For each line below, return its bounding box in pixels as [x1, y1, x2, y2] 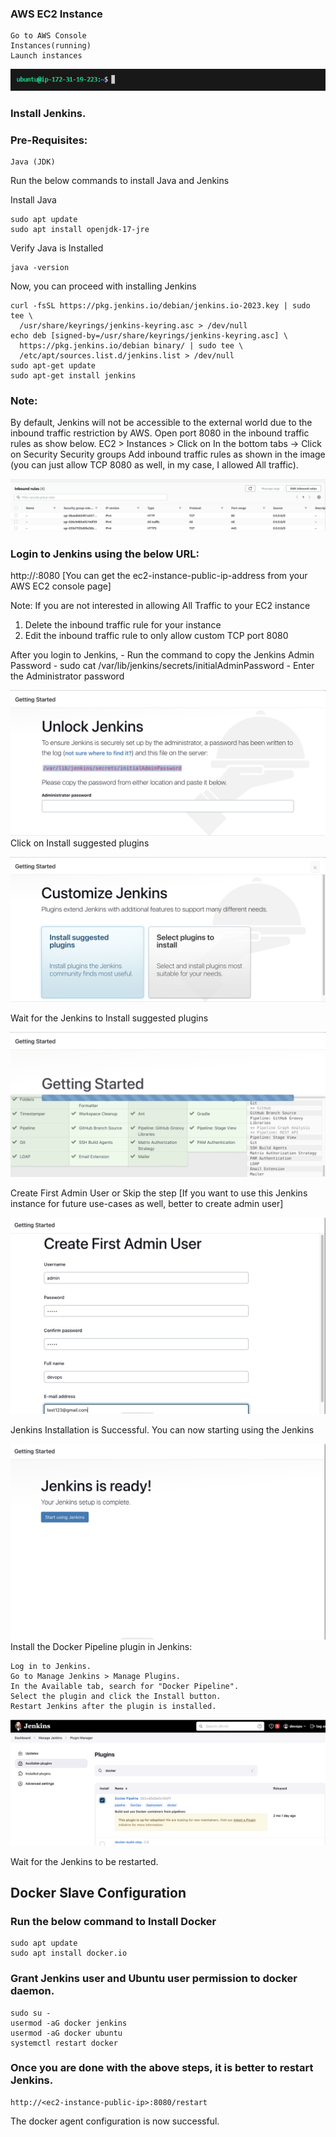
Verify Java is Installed [10, 242, 104, 254]
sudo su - [10, 2008, 52, 2018]
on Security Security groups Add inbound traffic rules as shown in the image [10, 448, 326, 461]
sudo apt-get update [10, 361, 97, 371]
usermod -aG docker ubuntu [10, 2028, 123, 2038]
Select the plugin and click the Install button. [10, 1692, 222, 1702]
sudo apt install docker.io [10, 1948, 128, 1959]
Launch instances [10, 51, 83, 61]
